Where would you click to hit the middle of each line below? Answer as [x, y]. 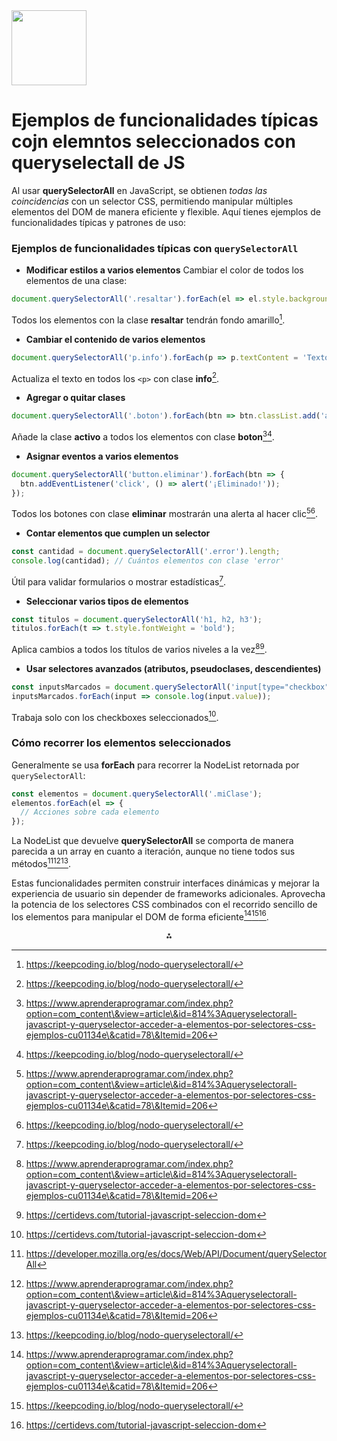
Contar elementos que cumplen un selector [118, 533]
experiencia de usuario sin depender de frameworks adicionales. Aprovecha [168, 893]
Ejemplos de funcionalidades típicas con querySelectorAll [155, 248]
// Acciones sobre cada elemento [90, 812]
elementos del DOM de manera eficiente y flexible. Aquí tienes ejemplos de [166, 211]
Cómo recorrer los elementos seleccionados [121, 743]
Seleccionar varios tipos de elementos [107, 601]
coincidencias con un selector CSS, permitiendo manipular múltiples [152, 201]
